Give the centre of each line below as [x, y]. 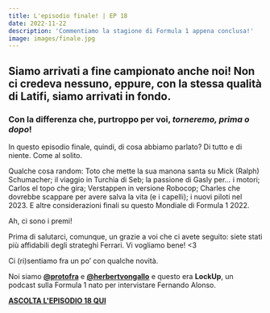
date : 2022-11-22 [37, 23]
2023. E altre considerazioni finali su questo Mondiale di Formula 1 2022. [129, 205]
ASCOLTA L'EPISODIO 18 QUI [57, 300]
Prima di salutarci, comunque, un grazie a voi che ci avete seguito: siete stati [135, 236]
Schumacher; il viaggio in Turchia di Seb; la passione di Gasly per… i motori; [134, 179]
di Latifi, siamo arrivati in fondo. [90, 96]
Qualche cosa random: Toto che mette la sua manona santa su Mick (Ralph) [134, 171]
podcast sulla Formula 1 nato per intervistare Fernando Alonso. [112, 285]
